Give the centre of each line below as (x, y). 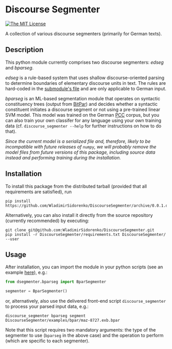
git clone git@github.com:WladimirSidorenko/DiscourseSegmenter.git (80, 230)
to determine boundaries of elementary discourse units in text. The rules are (86, 83)
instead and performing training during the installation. (63, 157)
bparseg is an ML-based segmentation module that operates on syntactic (83, 98)
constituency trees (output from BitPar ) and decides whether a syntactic (81, 104)
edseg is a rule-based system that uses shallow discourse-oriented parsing (85, 78)
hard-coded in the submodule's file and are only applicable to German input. (86, 88)
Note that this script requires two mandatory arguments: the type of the (81, 330)
